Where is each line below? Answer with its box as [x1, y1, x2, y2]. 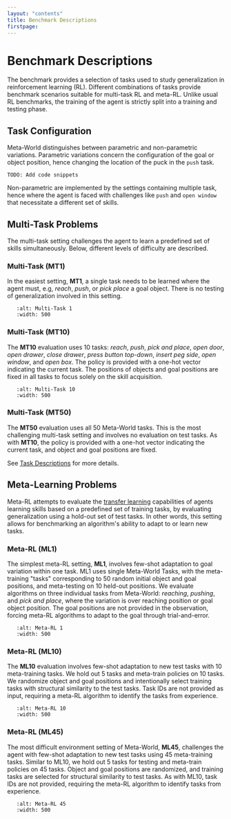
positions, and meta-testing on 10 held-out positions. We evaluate [7, 582, 194, 590]
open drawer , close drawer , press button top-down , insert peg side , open [7, 350, 217, 358]
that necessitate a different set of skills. [7, 199, 119, 207]
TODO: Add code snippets [7, 172, 79, 178]
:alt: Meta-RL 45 [16, 800, 67, 807]
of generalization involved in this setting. [7, 292, 123, 300]
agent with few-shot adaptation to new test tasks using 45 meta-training [7, 750, 213, 758]
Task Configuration [7, 125, 92, 137]
